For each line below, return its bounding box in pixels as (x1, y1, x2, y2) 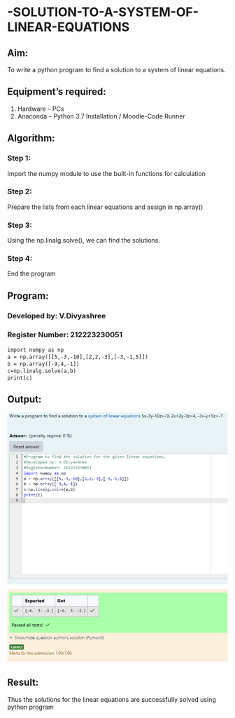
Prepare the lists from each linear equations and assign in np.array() (7, 203, 204, 211)
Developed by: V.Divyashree (7, 311, 106, 320)
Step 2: (7, 187, 33, 196)
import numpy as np (7, 346, 64, 353)
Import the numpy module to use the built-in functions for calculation (7, 169, 206, 177)
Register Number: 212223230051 (7, 330, 122, 339)
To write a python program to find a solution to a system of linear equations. (7, 66, 226, 74)
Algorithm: (7, 133, 55, 144)
